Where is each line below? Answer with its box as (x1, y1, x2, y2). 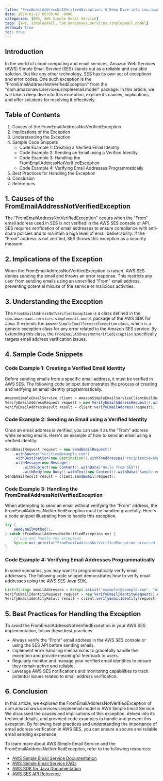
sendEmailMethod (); (14, 527, 53, 532)
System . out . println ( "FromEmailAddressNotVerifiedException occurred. (14, 540, 158, 545)
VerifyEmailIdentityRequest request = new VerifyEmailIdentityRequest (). (5, 591, 158, 597)
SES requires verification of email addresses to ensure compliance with (5, 226, 147, 231)
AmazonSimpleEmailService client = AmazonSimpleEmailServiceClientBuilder (5, 396, 160, 400)
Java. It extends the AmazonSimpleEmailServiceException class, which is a (5, 321, 151, 327)
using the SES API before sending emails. (12, 642, 95, 648)
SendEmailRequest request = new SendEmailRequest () (5, 447, 112, 452)
